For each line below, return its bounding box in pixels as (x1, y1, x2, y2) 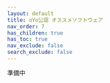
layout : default (7, 10, 54, 17)
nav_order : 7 (7, 23, 45, 30)
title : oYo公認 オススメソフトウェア (7, 17, 104, 24)
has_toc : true (7, 36, 48, 43)
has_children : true (7, 29, 64, 37)
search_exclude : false (7, 49, 73, 56)
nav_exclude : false (7, 42, 64, 49)
